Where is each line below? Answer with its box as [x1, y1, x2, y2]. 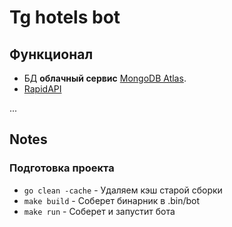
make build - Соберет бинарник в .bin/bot [23, 194, 201, 206]
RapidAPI [23, 83, 62, 95]
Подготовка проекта [9, 161, 115, 175]
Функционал [9, 46, 94, 63]
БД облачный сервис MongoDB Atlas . [23, 72, 187, 84]
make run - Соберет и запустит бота [23, 205, 176, 217]
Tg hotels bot [9, 6, 121, 29]
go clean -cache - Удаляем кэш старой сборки [23, 184, 223, 196]
